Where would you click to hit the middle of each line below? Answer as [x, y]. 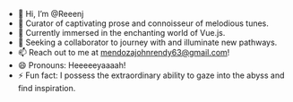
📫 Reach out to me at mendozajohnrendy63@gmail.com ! [124, 52]
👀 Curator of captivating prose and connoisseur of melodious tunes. [143, 23]
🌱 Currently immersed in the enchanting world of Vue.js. [121, 33]
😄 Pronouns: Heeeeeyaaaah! [72, 65]
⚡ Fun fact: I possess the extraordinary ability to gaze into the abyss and [151, 75]
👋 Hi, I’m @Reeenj [51, 14]
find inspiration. [47, 88]
